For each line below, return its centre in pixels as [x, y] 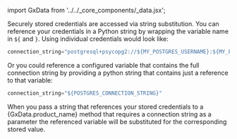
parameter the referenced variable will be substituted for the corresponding [117, 121]
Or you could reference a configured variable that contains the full [103, 65]
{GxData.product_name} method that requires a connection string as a [109, 114]
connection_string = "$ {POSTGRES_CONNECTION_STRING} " [85, 93]
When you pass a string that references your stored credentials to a [105, 107]
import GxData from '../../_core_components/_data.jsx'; [86, 10]
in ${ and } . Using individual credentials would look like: [88, 39]
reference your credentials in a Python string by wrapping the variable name [118, 31]
